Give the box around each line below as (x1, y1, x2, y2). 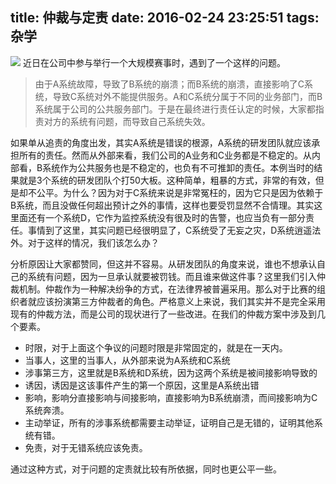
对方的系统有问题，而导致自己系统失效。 (43, 115, 211, 127)
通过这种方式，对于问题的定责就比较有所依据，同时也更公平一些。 (10, 463, 282, 475)
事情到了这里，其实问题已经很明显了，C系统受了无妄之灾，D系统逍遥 (27, 224, 313, 236)
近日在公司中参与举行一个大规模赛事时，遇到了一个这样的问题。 (22, 56, 286, 68)
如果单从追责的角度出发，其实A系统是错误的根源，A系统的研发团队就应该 (10, 136, 312, 148)
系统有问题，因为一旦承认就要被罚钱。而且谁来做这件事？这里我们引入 (27, 270, 317, 282)
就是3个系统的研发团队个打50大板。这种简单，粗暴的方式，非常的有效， (18, 174, 316, 186)
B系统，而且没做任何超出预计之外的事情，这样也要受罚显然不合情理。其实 (10, 199, 315, 211)
